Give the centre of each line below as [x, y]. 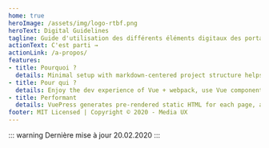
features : [25, 61]
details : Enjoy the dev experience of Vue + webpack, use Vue [121, 90]
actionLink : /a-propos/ [48, 53]
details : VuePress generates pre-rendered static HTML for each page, [136, 105]
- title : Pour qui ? [43, 82]
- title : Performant [43, 98]
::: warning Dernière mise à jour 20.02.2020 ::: [84, 135]
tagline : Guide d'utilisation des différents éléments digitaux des [125, 38]
